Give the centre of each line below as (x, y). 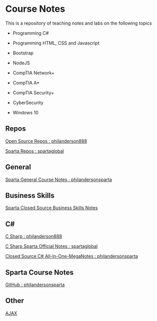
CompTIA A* (26, 83)
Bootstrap (23, 53)
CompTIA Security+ (33, 92)
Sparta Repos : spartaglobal (35, 151)
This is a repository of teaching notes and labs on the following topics (79, 23)
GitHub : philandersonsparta (35, 285)
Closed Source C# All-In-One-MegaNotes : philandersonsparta (72, 256)
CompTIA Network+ (33, 73)
